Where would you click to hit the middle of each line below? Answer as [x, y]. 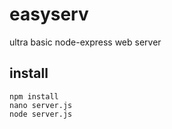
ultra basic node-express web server [85, 42]
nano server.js [41, 105]
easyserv [49, 14]
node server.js [41, 114]
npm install [34, 96]
